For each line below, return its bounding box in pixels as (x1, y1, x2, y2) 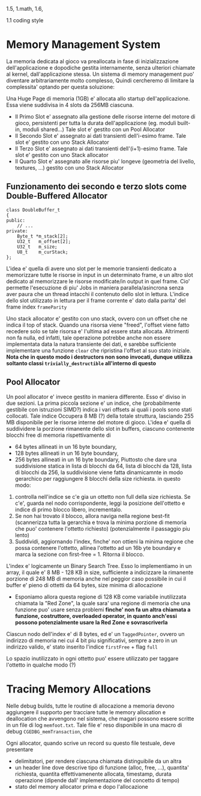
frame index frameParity (6, 303, 67, 310)
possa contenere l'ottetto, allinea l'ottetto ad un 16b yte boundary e (14, 544, 181, 551)
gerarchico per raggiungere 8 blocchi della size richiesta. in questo (14, 475, 181, 482)
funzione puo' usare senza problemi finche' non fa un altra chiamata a (14, 606, 191, 613)
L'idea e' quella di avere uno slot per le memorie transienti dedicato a (6, 265, 177, 272)
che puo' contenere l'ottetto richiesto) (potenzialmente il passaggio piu (14, 525, 190, 532)
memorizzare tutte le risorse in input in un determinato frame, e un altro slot (6, 271, 193, 279)
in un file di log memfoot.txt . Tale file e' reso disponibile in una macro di (6, 721, 182, 729)
